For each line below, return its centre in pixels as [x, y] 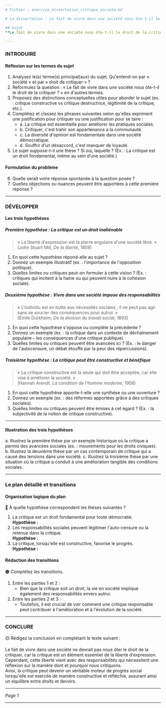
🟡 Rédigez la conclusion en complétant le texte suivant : [63, 638]
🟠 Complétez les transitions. [34, 571]
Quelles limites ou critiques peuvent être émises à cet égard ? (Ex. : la [83, 408]
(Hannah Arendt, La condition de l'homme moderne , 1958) [76, 383]
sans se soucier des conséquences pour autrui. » [67, 313]
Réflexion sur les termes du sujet [40, 66]
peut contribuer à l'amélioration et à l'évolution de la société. [81, 609]
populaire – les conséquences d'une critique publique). [68, 338]
